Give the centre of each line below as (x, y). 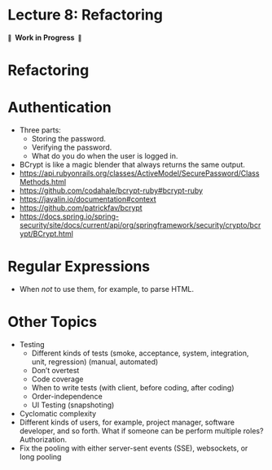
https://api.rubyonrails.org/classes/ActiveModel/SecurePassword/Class (139, 173)
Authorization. (43, 439)
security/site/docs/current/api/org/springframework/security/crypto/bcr (140, 225)
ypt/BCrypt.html (46, 234)
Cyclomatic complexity (58, 413)
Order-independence (67, 396)
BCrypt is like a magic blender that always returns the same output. (132, 165)
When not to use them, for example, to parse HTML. (107, 289)
